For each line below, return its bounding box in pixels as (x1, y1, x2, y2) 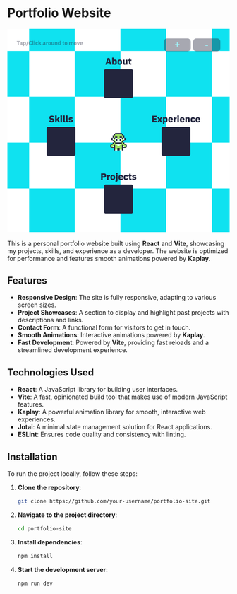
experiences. (17, 415, 56, 424)
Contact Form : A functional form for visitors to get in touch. (17, 323, 191, 332)
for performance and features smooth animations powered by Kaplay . (7, 254, 211, 262)
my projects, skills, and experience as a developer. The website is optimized (7, 246, 229, 255)
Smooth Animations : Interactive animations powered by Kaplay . (17, 331, 206, 339)
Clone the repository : (17, 483, 82, 492)
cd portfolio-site (17, 525, 72, 532)
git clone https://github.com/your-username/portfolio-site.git (17, 498, 211, 505)
